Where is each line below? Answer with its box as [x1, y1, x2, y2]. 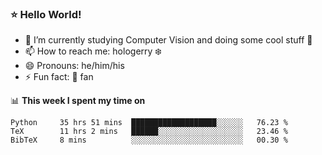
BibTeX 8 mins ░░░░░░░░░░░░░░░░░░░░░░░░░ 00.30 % [10, 135, 288, 146]
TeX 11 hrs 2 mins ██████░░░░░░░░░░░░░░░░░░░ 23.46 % [10, 127, 288, 137]
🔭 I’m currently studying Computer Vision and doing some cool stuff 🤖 [24, 34, 313, 46]
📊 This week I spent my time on [10, 95, 146, 107]
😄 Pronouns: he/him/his [24, 60, 125, 72]
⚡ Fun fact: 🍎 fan [24, 71, 94, 83]
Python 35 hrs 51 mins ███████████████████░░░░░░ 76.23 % [10, 118, 288, 128]
